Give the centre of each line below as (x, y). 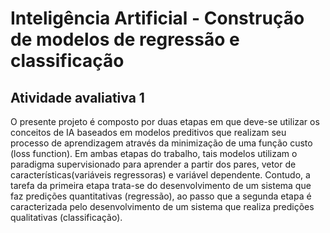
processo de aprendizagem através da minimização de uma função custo (161, 143)
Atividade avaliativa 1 (77, 97)
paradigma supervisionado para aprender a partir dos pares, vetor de (153, 164)
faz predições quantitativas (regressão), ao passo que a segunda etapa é (161, 196)
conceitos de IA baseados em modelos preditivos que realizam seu (148, 132)
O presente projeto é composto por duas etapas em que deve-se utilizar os (165, 121)
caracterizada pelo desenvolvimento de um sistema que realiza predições (162, 206)
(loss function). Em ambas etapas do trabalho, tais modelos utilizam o (154, 153)
